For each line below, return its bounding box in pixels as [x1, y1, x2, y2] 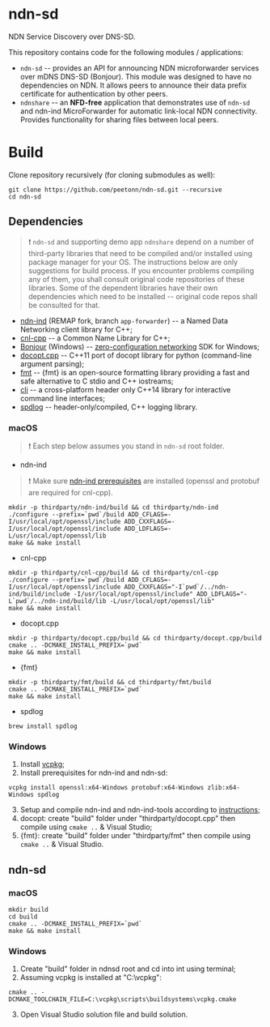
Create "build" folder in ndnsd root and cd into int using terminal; [19, 964, 236, 974]
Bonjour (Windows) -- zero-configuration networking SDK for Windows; [19, 341, 260, 351]
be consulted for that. [27, 300, 101, 310]
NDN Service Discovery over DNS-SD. [8, 32, 136, 41]
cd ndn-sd [8, 192, 42, 201]
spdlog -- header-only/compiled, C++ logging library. [19, 402, 198, 412]
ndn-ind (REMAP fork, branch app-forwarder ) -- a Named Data [19, 315, 229, 325]
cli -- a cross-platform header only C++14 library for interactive [19, 384, 231, 394]
